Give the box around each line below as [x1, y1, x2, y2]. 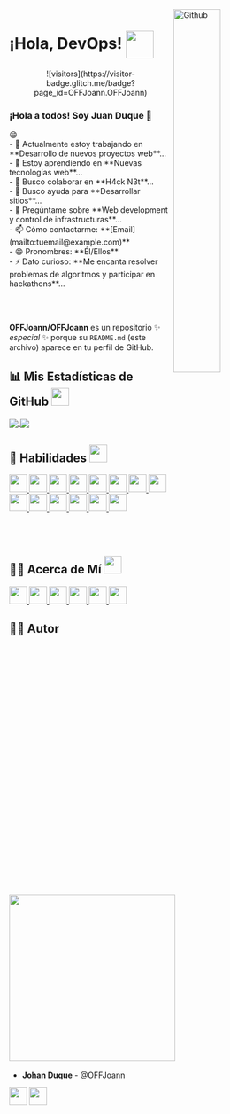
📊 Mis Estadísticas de [9, 369, 134, 384]
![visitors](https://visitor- [45, 68, 135, 79]
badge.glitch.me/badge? [45, 77, 135, 88]
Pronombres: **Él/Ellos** [25, 246, 119, 257]
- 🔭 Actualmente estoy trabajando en [9, 139, 143, 150]
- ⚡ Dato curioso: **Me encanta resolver [9, 256, 158, 267]
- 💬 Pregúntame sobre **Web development [9, 205, 168, 215]
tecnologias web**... [9, 167, 83, 178]
